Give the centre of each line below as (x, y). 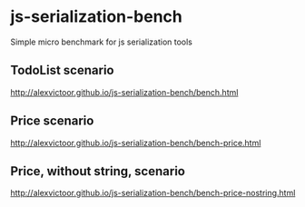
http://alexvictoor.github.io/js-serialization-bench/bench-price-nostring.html (153, 193)
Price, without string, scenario (98, 171)
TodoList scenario (62, 70)
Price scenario (52, 121)
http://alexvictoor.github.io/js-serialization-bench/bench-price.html (136, 143)
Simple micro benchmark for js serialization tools (102, 42)
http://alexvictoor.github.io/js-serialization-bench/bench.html (124, 92)
